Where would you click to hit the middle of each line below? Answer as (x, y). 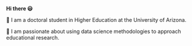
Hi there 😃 (20, 9)
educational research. (33, 37)
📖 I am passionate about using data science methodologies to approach (94, 31)
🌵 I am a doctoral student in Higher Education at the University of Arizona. (96, 20)
